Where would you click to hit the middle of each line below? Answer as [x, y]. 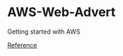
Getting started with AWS [44, 31]
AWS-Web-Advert [61, 12]
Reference [22, 45]
